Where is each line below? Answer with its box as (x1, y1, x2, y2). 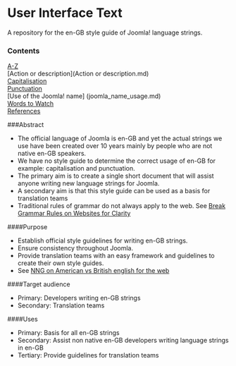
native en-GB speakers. (17, 150, 87, 158)
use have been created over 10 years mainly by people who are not (17, 142, 213, 150)
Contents (7, 46, 40, 56)
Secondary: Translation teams (17, 301, 105, 310)
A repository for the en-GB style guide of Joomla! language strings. (7, 28, 203, 37)
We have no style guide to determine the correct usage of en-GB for (17, 157, 216, 165)
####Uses (7, 315, 38, 324)
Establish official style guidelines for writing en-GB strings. (17, 236, 188, 245)
